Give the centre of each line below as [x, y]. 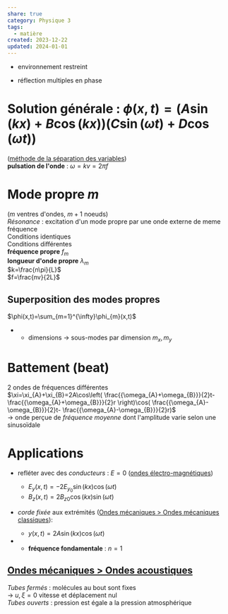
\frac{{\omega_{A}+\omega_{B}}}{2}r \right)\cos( [79, 402]
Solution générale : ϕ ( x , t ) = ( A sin [108, 109]
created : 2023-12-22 [38, 40]
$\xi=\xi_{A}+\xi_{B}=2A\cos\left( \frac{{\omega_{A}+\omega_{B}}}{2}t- [111, 395]
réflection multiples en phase [60, 80]
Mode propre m [53, 194]
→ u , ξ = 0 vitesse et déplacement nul [62, 595]
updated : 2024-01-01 [38, 47]
